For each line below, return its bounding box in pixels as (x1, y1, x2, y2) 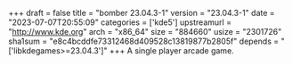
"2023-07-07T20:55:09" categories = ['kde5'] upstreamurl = (8, 17, 232, 28)
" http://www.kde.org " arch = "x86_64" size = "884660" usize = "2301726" (8, 27, 282, 37)
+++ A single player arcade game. (109, 45, 235, 56)
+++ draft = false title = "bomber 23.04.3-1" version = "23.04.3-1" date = (8, 8, 275, 18)
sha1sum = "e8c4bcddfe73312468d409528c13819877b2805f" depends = (8, 36, 280, 46)
